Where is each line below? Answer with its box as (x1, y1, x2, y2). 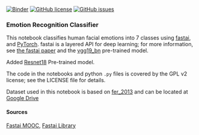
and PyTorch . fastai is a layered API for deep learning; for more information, (6, 41, 194, 48)
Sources (6, 108, 28, 115)
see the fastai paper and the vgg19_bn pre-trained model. (6, 47, 149, 54)
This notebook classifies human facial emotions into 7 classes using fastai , (6, 34, 191, 41)
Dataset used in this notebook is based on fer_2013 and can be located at (6, 88, 188, 95)
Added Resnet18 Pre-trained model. (6, 59, 95, 66)
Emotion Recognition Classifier (6, 20, 99, 29)
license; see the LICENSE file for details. (6, 77, 106, 84)
